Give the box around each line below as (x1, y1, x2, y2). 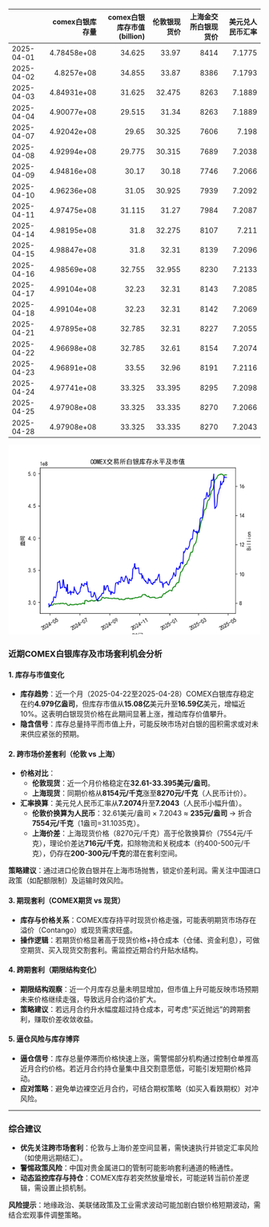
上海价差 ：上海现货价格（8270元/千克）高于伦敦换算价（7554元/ (31, 828, 247, 839)
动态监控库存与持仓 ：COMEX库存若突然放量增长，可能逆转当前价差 (19, 1173, 243, 1183)
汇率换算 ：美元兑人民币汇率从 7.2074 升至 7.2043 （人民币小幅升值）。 (19, 798, 247, 808)
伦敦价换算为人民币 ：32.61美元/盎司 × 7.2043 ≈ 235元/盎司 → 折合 (31, 808, 252, 819)
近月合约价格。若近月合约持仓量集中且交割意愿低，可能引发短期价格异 (19, 1063, 252, 1073)
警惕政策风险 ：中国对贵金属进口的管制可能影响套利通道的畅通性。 (19, 1163, 238, 1172)
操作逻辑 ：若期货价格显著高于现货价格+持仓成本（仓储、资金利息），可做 (19, 935, 260, 945)
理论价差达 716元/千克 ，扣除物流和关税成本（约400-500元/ (49, 839, 244, 848)
